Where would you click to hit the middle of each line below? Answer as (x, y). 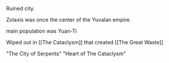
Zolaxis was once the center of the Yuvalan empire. (69, 20)
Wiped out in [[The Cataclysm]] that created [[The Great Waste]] (85, 42)
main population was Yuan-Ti (42, 31)
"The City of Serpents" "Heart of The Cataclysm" (66, 54)
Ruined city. (21, 8)
